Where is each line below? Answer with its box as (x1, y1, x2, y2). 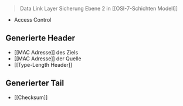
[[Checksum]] (13, 94, 48, 101)
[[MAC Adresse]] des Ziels (13, 49, 79, 56)
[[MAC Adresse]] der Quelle (13, 55, 82, 62)
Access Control (13, 16, 52, 23)
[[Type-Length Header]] (13, 61, 73, 68)
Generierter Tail (5, 78, 65, 88)
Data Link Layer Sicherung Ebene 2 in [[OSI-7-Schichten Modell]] (19, 5, 178, 12)
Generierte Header (5, 33, 76, 43)
